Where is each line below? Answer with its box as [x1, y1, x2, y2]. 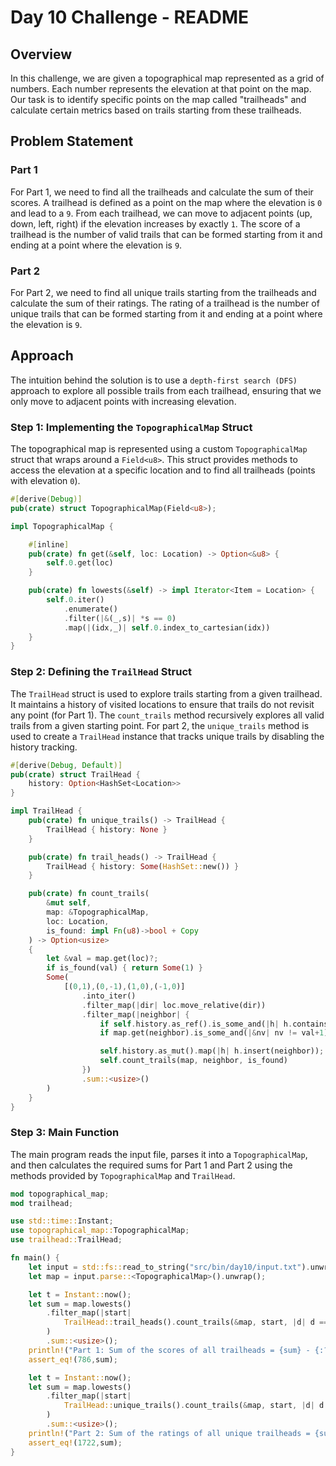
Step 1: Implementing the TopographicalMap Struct [10, 420, 253, 434]
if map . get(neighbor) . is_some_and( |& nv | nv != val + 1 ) [99, 1028, 329, 1038]
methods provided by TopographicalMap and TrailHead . [10, 1169, 236, 1181]
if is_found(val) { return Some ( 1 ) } [46, 963, 203, 973]
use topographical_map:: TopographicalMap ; [10, 1226, 190, 1236]
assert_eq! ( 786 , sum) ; [28, 1354, 118, 1365]
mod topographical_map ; [10, 1189, 110, 1199]
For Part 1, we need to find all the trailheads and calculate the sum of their [10, 186, 314, 198]
